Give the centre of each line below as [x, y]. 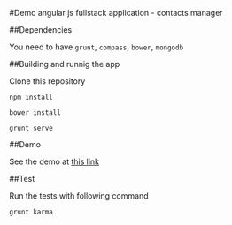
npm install [31, 97]
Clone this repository [47, 81]
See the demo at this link [54, 161]
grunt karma [31, 212]
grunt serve [31, 128]
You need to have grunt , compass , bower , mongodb [97, 47]
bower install [35, 113]
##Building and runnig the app [65, 64]
